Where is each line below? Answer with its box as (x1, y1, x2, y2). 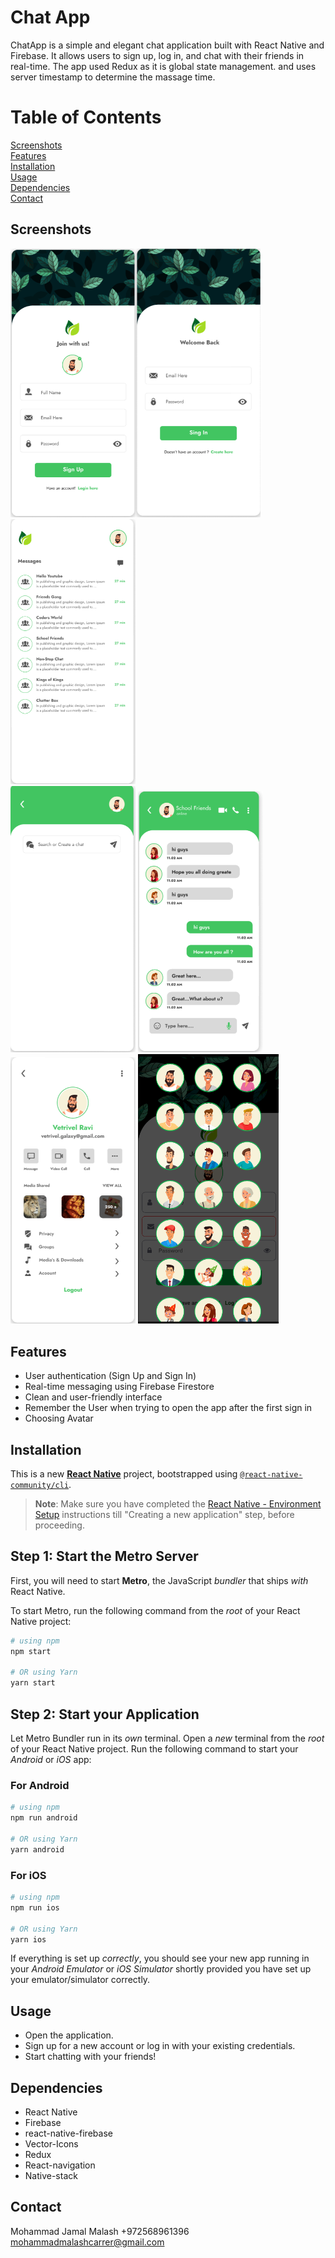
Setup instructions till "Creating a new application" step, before (34, 1509, 295, 1521)
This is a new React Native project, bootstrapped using (10, 1468, 238, 1480)
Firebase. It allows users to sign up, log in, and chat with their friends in (10, 49, 305, 61)
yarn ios (10, 1934, 47, 1945)
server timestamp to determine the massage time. (10, 71, 216, 83)
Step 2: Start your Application (10, 1706, 200, 1723)
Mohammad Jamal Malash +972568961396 (10, 2225, 190, 2237)
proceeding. (34, 1519, 85, 1531)
